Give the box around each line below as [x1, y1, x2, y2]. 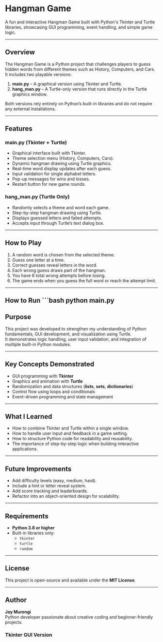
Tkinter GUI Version [5, 631, 52, 638]
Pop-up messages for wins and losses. [12, 176, 90, 182]
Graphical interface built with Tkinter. [12, 150, 86, 156]
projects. [5, 619, 23, 625]
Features [5, 125, 33, 133]
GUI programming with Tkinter [12, 373, 74, 379]
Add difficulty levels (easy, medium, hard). [12, 478, 97, 484]
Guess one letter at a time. [12, 257, 65, 263]
